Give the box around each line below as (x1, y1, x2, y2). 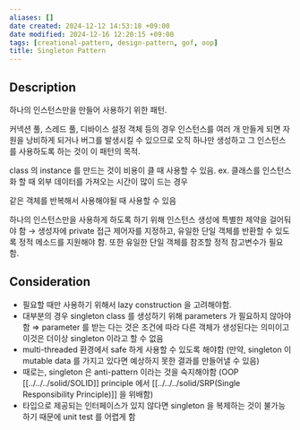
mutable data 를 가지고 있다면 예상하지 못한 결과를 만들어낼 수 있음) (21, 355, 260, 365)
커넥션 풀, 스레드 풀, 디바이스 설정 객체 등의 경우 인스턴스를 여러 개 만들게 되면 (9, 123, 281, 134)
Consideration (9, 274, 91, 289)
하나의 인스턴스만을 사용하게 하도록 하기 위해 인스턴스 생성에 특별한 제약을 (9, 214, 268, 225)
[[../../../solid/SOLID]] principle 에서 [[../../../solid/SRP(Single (21, 377, 241, 388)
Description (9, 80, 76, 95)
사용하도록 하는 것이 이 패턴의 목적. (18, 145, 141, 157)
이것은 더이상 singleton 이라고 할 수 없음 (21, 332, 164, 343)
